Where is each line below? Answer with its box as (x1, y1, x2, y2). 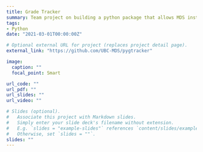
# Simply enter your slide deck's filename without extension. (6, 119, 174, 125)
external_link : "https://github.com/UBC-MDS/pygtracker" (6, 48, 153, 54)
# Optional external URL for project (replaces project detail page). (6, 42, 188, 48)
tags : (6, 20, 20, 26)
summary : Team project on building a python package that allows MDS (6, 14, 185, 21)
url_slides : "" (6, 92, 45, 98)
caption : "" (11, 64, 42, 70)
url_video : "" (6, 98, 42, 104)
